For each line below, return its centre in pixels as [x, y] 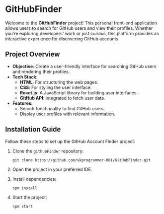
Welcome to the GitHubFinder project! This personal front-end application [81, 23]
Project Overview [33, 54]
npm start [23, 206]
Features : [22, 103]
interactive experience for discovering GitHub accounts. [63, 39]
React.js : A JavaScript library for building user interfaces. [79, 92]
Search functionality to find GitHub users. [62, 108]
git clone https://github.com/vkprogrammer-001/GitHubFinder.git [81, 160]
